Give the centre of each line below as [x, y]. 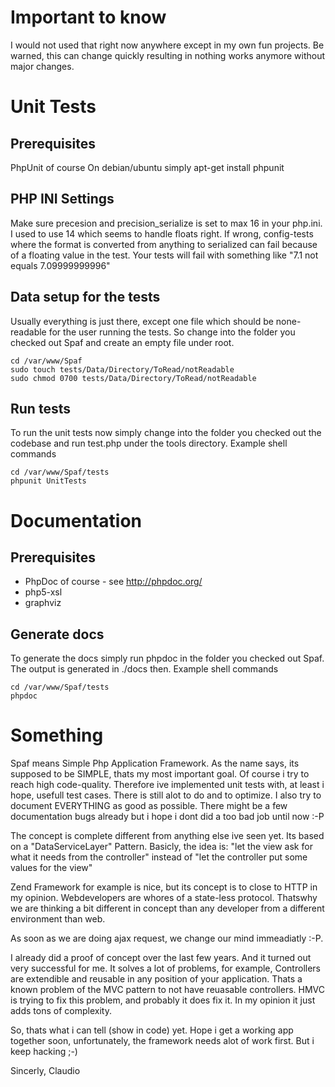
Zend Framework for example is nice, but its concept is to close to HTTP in [164, 887]
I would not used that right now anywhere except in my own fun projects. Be [167, 45]
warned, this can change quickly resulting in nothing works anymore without [168, 55]
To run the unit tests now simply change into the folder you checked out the [166, 433]
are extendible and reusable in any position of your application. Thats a [156, 979]
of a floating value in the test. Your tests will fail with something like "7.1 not [164, 255]
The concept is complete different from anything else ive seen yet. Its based [167, 836]
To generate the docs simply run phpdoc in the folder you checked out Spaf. [167, 658]
